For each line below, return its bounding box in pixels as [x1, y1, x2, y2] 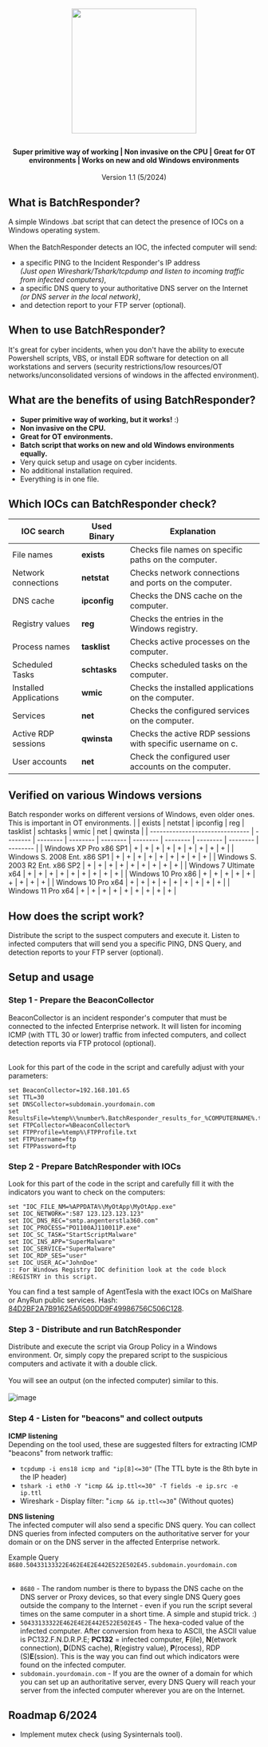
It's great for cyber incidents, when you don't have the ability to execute [8, 345, 245, 354]
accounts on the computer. [129, 761, 231, 772]
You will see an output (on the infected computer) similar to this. [8, 1376, 219, 1386]
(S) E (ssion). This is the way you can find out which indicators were [19, 1651, 240, 1661]
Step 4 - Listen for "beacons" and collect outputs [8, 1413, 203, 1424]
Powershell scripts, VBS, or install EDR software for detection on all [8, 353, 229, 363]
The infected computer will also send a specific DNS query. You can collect [8, 1520, 256, 1530]
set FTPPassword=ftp [8, 1142, 77, 1151]
